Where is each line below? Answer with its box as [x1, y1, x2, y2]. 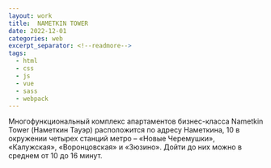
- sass [15, 86, 38, 95]
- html [15, 57, 38, 65]
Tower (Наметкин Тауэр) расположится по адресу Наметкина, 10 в [8, 125, 240, 135]
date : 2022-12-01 [8, 27, 67, 35]
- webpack [15, 94, 49, 103]
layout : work [8, 11, 53, 20]
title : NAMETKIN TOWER [8, 19, 89, 27]
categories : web [8, 34, 63, 43]
